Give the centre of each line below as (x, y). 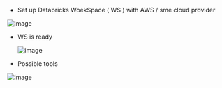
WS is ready (35, 37)
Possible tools (37, 64)
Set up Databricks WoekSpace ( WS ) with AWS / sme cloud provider (116, 10)
